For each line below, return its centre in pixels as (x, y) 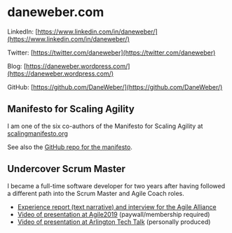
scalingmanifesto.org (38, 133)
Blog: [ (17, 66)
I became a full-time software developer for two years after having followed (116, 185)
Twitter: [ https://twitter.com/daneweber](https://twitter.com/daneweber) (111, 52)
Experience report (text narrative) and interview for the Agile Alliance (117, 206)
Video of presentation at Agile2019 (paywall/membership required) (114, 214)
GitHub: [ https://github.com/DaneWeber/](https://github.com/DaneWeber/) (115, 87)
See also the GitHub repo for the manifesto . (70, 147)
